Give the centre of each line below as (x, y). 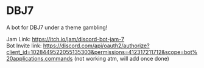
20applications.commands (40, 58)
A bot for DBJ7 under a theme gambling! (57, 27)
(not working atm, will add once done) (121, 58)
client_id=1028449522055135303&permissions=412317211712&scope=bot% (102, 52)
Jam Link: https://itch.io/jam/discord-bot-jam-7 (65, 39)
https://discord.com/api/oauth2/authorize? (97, 46)
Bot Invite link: (24, 46)
